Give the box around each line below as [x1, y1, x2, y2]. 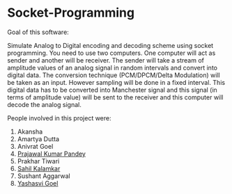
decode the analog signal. [7, 100, 82, 108]
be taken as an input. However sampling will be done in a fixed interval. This [7, 78, 225, 86]
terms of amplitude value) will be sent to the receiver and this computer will [7, 92, 224, 102]
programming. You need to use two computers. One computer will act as [7, 49, 216, 57]
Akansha [17, 127, 43, 136]
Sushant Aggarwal [17, 172, 71, 180]
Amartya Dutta [17, 134, 59, 143]
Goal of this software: [7, 28, 70, 36]
